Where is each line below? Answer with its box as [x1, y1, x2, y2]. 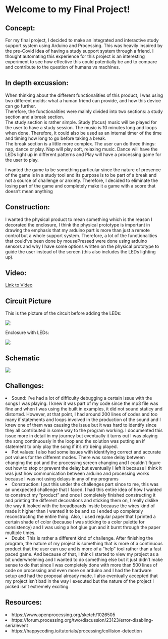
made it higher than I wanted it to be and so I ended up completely [5, 508, 143, 514]
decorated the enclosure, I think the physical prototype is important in [5, 221, 150, 228]
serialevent [5, 622, 29, 628]
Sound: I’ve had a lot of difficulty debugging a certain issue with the [12, 395, 152, 401]
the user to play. [5, 157, 39, 163]
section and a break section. [5, 114, 65, 120]
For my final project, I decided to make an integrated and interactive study [5, 37, 159, 43]
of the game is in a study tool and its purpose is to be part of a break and [5, 172, 157, 178]
